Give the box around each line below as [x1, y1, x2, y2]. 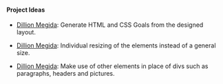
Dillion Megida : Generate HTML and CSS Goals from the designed [16, 21, 204, 29]
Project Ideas [6, 6, 45, 14]
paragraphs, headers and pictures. [16, 70, 115, 78]
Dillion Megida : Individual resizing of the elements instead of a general [16, 41, 216, 50]
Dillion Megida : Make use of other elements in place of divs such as [16, 62, 209, 70]
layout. [16, 28, 36, 36]
